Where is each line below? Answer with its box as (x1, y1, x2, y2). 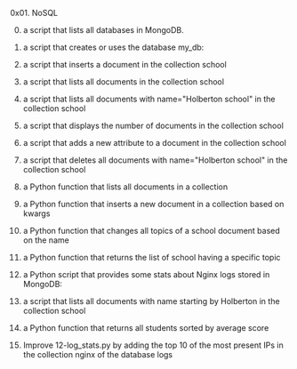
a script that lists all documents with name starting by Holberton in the (22, 296, 280, 306)
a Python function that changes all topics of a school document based (22, 226, 281, 236)
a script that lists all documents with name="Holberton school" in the (22, 93, 276, 104)
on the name (22, 235, 69, 245)
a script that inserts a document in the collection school (22, 60, 228, 69)
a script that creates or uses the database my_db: (22, 42, 205, 52)
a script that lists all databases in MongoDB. (22, 25, 185, 35)
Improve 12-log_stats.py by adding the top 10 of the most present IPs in (22, 340, 284, 350)
